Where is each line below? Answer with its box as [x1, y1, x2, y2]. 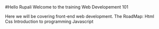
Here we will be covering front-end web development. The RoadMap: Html [5, 14, 155, 19]
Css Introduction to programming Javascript [5, 19, 94, 24]
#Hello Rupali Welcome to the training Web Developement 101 [5, 4, 129, 10]
